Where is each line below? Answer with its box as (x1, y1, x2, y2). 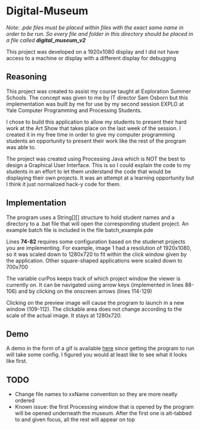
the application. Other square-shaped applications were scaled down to (6, 257, 183, 264)
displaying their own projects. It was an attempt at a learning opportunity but (6, 174, 195, 181)
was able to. (6, 143, 36, 150)
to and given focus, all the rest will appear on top (14, 416, 136, 423)
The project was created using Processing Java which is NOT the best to (6, 155, 186, 162)
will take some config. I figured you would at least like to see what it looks (6, 351, 187, 359)
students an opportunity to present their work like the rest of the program (6, 137, 186, 144)
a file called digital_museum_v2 (6, 36, 86, 44)
